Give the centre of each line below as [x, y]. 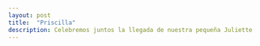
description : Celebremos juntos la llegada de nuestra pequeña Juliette [130, 30]
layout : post [30, 15]
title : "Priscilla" [42, 23]
